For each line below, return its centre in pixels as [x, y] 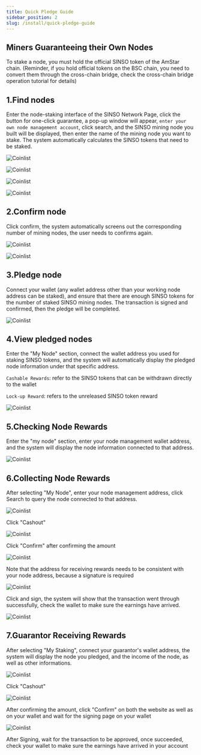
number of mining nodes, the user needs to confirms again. [79, 233]
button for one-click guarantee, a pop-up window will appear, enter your [96, 121]
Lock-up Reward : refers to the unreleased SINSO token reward [82, 396]
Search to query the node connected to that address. [72, 499]
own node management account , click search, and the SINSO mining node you [100, 127]
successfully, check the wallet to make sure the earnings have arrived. [93, 605]
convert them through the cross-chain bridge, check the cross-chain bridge [100, 75]
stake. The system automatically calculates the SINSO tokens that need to [97, 140]
